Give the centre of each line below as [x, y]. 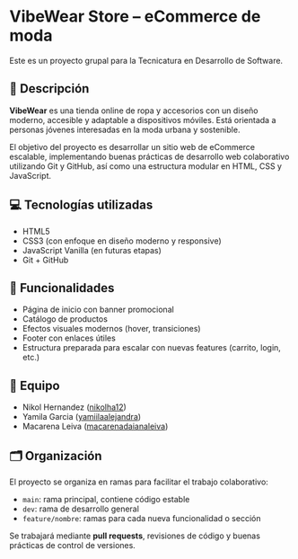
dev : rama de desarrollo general [80, 509]
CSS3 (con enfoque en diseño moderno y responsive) [122, 241]
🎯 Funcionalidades [62, 288]
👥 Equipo [35, 385]
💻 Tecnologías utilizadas [81, 205]
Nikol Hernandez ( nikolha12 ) [74, 407]
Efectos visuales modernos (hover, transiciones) [111, 329]
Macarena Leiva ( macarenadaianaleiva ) [95, 426]
